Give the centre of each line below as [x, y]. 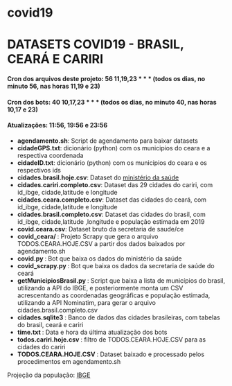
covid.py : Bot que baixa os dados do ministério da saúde [99, 258]
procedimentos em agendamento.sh [69, 361]
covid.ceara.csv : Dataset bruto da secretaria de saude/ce [100, 229]
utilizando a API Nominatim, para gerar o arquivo [86, 302]
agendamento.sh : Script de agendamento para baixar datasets [108, 141]
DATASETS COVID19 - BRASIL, [96, 45]
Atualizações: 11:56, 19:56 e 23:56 [57, 125]
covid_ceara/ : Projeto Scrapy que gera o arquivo [88, 236]
